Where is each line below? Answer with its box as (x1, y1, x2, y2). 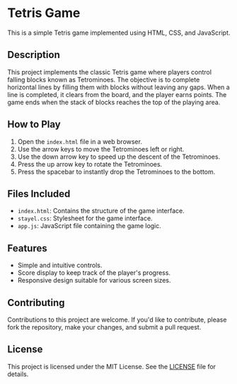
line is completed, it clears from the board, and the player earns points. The (7, 90, 227, 98)
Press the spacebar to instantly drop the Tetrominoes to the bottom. (17, 167, 216, 176)
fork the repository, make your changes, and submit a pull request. (7, 323, 202, 331)
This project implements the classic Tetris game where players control (7, 67, 212, 76)
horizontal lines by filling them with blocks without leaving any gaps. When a (7, 83, 230, 91)
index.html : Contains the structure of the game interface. (17, 207, 185, 215)
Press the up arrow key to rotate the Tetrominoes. (17, 159, 163, 168)
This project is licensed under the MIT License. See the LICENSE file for (7, 362, 216, 371)
